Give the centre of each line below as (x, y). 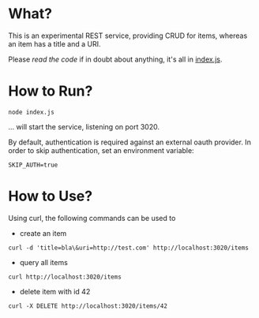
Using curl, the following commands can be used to (92, 218)
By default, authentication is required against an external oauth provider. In (129, 142)
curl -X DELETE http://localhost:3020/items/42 (88, 306)
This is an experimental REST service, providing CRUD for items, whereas (128, 36)
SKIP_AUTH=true (33, 165)
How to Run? (51, 91)
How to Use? (51, 196)
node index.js (32, 112)
